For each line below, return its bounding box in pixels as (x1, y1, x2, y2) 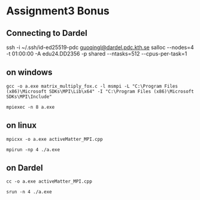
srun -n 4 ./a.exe (6, 189, 52, 195)
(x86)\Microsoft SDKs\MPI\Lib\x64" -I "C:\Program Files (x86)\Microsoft (6, 88, 195, 94)
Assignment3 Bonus (6, 4, 110, 18)
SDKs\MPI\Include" (6, 94, 52, 100)
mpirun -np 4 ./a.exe (6, 146, 60, 153)
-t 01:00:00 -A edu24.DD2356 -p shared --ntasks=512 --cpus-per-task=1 (6, 50, 187, 57)
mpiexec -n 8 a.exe (6, 104, 55, 110)
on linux (6, 121, 37, 131)
